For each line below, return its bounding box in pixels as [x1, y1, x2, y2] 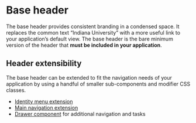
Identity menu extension [14, 98, 73, 105]
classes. [6, 86, 26, 94]
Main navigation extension [14, 104, 78, 111]
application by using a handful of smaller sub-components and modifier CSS [6, 80, 191, 87]
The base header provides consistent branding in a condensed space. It [6, 23, 180, 30]
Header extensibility [6, 59, 82, 69]
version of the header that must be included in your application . [6, 42, 162, 49]
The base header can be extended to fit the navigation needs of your [6, 74, 173, 81]
